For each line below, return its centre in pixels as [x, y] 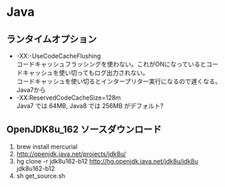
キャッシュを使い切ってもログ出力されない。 [86, 73]
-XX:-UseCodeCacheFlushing [58, 56]
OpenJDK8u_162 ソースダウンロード [84, 130]
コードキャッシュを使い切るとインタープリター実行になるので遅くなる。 [119, 81]
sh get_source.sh [41, 175]
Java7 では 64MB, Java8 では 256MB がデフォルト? [90, 106]
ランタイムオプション [52, 39]
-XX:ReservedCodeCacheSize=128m [68, 98]
